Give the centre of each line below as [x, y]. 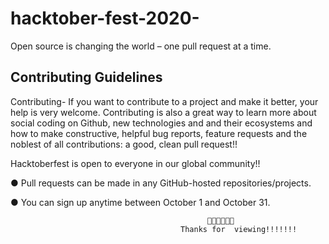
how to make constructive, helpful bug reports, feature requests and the [159, 133]
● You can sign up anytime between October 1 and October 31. [140, 202]
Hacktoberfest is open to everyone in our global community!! [135, 163]
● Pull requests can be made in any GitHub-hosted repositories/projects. [161, 183]
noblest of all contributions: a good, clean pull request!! [124, 144]
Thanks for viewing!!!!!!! [239, 229]
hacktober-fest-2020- [105, 18]
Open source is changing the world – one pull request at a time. [141, 46]
